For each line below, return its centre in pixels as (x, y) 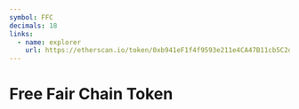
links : (21, 34)
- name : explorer (49, 42)
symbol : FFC (31, 17)
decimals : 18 (33, 26)
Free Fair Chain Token (91, 94)
